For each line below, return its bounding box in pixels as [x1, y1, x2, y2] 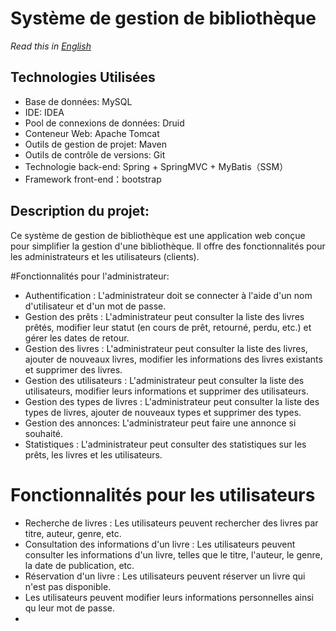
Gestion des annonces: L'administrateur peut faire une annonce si [24, 417, 297, 429]
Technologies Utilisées [10, 69, 156, 86]
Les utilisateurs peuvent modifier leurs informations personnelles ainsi [24, 591, 314, 603]
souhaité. [24, 427, 64, 439]
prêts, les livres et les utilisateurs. [24, 448, 163, 461]
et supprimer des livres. [24, 363, 123, 376]
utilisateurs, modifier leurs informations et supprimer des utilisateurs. [24, 385, 309, 397]
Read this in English [10, 40, 92, 52]
